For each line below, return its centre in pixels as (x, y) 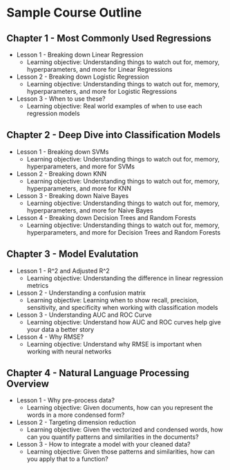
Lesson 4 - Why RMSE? (50, 337)
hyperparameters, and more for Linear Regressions (99, 69)
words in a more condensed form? (76, 415)
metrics (38, 285)
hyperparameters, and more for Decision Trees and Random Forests (124, 232)
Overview (28, 384)
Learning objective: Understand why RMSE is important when (114, 344)
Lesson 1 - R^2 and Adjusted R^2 (63, 271)
